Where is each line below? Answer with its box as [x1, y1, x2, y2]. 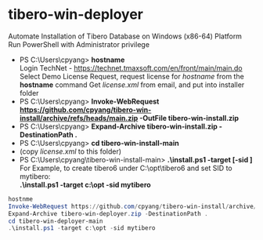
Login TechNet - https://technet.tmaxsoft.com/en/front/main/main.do [19, 63, 243, 72]
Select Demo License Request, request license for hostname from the [19, 71, 244, 81]
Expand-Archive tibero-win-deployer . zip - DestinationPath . [8, 209, 209, 217]
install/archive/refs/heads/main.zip [19, 113, 139, 122]
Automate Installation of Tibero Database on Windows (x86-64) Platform [8, 31, 243, 41]
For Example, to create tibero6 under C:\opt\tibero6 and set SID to [19, 163, 232, 173]
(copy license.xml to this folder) [19, 147, 122, 156]
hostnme [8, 195, 34, 203]
